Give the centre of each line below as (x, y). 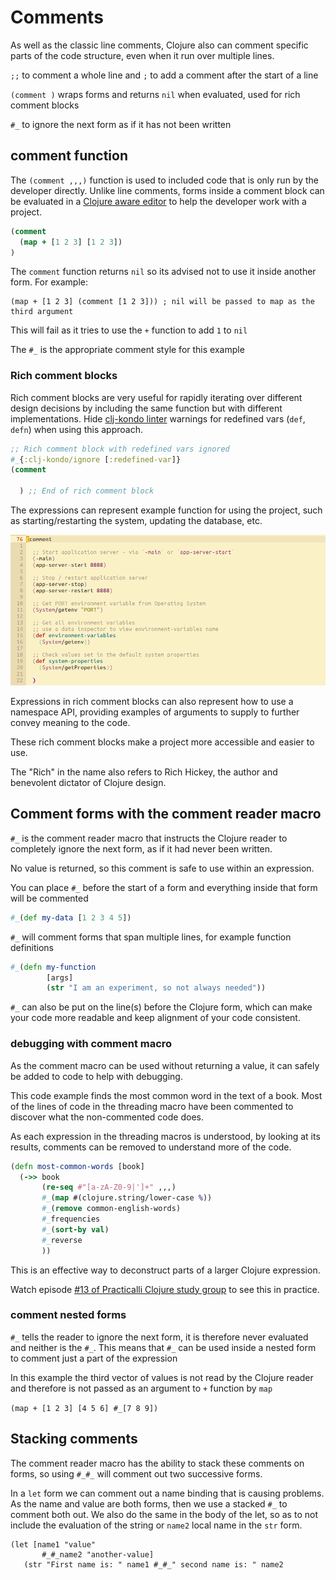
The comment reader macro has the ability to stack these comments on (157, 1463)
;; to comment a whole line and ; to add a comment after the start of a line (164, 75)
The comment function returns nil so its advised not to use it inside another (163, 272)
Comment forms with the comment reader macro (166, 814)
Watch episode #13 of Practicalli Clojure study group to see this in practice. (165, 1289)
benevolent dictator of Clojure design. (88, 783)
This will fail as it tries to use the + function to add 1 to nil (129, 330)
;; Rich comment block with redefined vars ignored (120, 449)
